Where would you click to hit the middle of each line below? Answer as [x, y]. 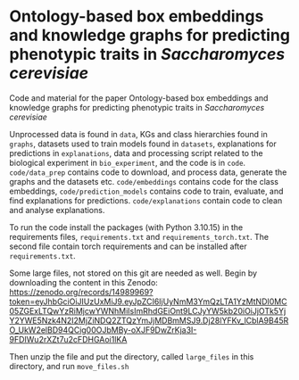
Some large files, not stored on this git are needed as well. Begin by [133, 273]
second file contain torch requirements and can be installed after [128, 246]
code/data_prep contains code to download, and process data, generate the [148, 172]
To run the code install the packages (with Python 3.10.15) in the [126, 227]
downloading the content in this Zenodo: [83, 282]
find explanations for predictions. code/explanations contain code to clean [146, 200]
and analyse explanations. [57, 210]
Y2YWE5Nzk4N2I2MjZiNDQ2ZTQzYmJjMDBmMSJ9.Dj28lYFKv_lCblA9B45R [149, 320]
